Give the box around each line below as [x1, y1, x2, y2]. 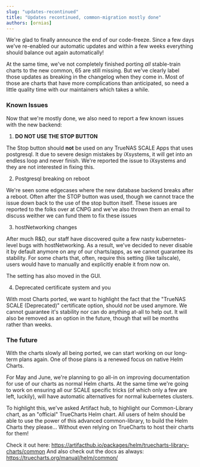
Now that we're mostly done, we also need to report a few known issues [6, 114, 184, 122]
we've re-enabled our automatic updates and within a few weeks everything [6, 43, 193, 50]
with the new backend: [6, 121, 63, 128]
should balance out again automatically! [6, 49, 104, 56]
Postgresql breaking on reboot [14, 175, 90, 182]
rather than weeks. [6, 321, 53, 328]
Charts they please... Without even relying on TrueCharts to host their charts [6, 423, 194, 430]
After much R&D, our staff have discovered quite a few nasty [6, 235, 155, 242]
